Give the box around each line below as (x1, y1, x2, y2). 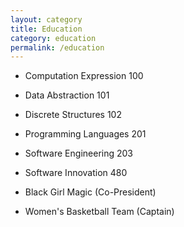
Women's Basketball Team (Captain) (24, 206, 175, 218)
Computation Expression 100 (24, 70, 144, 82)
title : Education (10, 24, 83, 34)
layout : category (10, 14, 83, 25)
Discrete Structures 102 (24, 109, 122, 121)
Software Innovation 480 (24, 167, 128, 179)
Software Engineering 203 (24, 147, 133, 160)
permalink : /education (10, 42, 105, 53)
